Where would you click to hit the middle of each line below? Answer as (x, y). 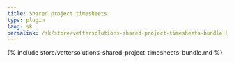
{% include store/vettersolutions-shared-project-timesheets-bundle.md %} (115, 53)
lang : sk (20, 26)
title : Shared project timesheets (57, 13)
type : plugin (26, 20)
